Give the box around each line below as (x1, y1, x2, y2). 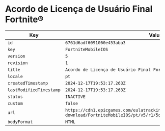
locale (7, 74, 23, 79)
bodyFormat (7, 119, 33, 125)
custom (7, 101, 23, 106)
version (7, 53, 26, 59)
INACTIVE (65, 94, 86, 99)
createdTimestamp (7, 80, 48, 86)
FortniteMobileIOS (65, 47, 109, 52)
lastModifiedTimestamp (7, 87, 60, 93)
